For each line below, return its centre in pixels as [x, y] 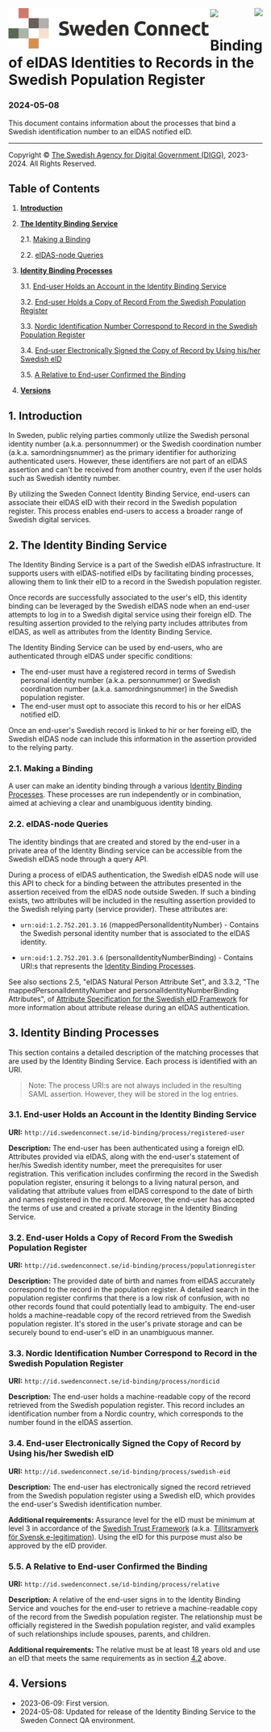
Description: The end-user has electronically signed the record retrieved [130, 1486]
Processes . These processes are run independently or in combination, [125, 794]
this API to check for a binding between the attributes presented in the [125, 883]
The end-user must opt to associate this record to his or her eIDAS [131, 706]
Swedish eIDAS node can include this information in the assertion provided [132, 739]
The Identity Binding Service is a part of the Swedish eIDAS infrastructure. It [135, 565]
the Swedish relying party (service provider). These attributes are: [118, 908]
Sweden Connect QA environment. [77, 1720]
